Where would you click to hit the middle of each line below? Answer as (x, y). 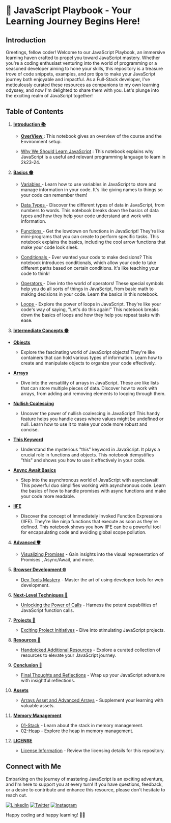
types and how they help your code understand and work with (86, 216)
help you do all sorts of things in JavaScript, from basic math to (87, 289)
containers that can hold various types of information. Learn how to (91, 357)
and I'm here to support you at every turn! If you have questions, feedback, (84, 784)
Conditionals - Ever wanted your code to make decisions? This (86, 257)
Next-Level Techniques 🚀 (40, 595)
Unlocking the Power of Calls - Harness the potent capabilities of (89, 605)
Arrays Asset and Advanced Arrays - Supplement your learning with (92, 700)
